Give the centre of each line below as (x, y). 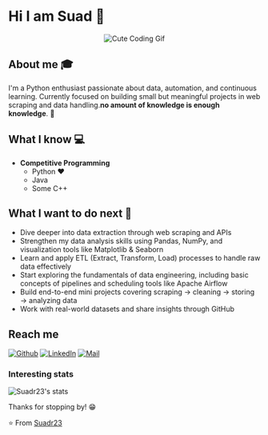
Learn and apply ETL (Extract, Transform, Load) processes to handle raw (140, 258)
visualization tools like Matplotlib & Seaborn (92, 249)
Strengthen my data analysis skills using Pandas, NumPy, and (121, 241)
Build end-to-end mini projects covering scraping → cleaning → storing (137, 292)
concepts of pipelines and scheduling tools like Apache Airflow (124, 284)
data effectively (46, 266)
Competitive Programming (65, 162)
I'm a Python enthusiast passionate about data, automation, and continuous (133, 88)
